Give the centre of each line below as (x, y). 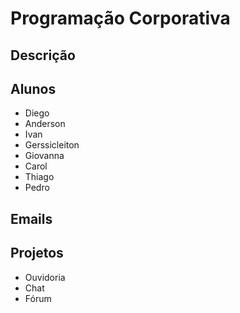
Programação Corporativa (120, 18)
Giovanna (44, 156)
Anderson (45, 124)
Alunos (33, 88)
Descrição (43, 55)
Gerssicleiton (52, 145)
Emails (31, 218)
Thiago (39, 177)
